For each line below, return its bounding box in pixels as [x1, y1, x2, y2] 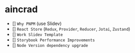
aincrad [5, 4, 38, 15]
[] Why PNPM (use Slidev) [12, 20, 62, 26]
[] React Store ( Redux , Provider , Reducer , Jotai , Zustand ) [12, 25, 130, 32]
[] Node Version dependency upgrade [12, 42, 88, 48]
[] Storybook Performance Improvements [12, 37, 95, 43]
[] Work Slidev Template [12, 31, 63, 37]
